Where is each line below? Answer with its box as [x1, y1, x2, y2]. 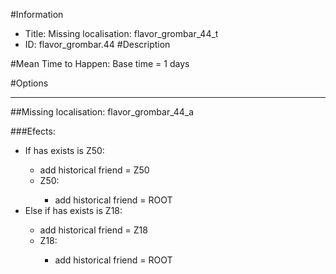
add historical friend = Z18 [39, 224, 148, 236]
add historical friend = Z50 [39, 164, 150, 176]
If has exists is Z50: [24, 145, 105, 156]
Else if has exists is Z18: [24, 205, 123, 216]
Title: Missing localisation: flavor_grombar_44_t [24, 28, 219, 39]
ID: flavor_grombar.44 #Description [24, 39, 171, 50]
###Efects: [10, 125, 56, 137]
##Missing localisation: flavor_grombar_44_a [10, 106, 195, 118]
